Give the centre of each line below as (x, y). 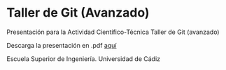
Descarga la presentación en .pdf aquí (62, 45)
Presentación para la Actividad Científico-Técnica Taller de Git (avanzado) (113, 32)
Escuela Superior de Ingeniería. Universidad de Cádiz (84, 59)
